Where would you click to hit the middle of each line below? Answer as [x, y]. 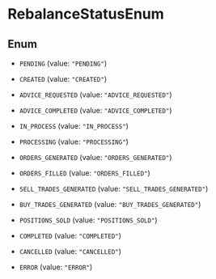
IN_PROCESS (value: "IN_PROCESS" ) [74, 126]
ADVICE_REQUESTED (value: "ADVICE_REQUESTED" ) [95, 95]
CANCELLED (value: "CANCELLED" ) [70, 251]
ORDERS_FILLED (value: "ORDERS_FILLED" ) [85, 173]
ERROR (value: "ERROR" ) [56, 267]
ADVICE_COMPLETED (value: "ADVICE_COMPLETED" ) [95, 110]
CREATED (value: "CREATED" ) [63, 79]
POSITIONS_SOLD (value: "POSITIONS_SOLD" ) [89, 220]
